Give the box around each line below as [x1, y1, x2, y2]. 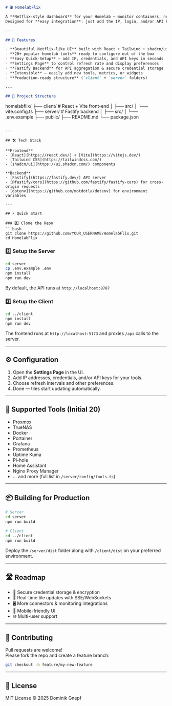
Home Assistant [12, 462, 47, 468]
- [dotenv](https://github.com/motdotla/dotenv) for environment [5, 189, 147, 194]
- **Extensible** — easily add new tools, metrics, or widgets [5, 70, 143, 75]
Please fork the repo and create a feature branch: [5, 652, 110, 659]
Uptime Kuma [12, 452, 42, 458]
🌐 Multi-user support [12, 613, 58, 619]
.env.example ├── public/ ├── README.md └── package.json [5, 114, 139, 120]
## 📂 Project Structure [5, 94, 56, 99]
